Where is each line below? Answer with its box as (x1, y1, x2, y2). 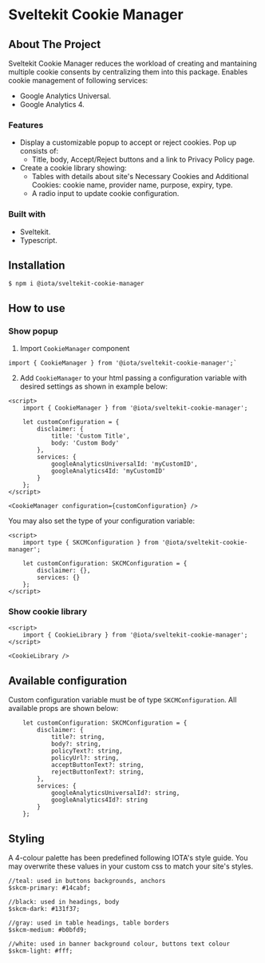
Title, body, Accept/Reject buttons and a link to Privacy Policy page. (31, 154, 255, 165)
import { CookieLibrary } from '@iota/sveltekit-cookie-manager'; (22, 631, 248, 639)
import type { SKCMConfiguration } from (22, 538, 159, 547)
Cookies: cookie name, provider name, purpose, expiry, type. (31, 180, 233, 190)
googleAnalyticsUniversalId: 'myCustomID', (50, 460, 198, 469)
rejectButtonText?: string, (50, 768, 145, 777)
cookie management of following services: (8, 76, 148, 85)
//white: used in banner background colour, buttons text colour (8, 940, 230, 949)
